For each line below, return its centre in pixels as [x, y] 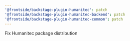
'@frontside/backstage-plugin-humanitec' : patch [56, 10]
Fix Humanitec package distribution [41, 33]
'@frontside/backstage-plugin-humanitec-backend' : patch [65, 14]
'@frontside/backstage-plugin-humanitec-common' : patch [64, 19]
